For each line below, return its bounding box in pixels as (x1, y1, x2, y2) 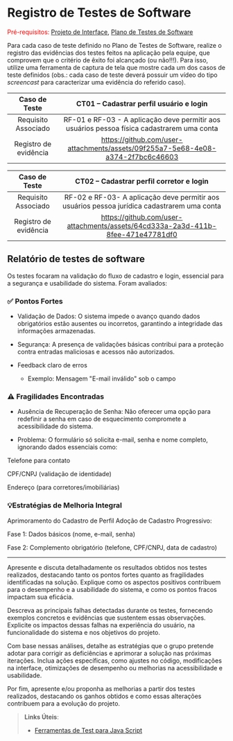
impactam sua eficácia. (7, 593, 74, 601)
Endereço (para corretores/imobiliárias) (7, 483, 120, 491)
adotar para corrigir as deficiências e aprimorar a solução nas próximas (7, 649, 212, 657)
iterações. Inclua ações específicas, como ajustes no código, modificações (7, 656, 222, 665)
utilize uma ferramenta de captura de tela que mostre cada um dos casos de (7, 63, 226, 71)
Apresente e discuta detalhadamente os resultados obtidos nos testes (7, 563, 207, 571)
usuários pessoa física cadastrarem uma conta (65, 123, 218, 133)
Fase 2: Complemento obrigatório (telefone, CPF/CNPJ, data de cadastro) (7, 543, 217, 552)
